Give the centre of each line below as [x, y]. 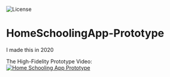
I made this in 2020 [30, 50]
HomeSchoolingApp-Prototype [85, 33]
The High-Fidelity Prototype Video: [49, 61]
